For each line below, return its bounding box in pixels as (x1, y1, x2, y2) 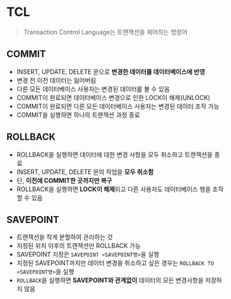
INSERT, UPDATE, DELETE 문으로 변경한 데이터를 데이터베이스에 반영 (16, 67, 205, 76)
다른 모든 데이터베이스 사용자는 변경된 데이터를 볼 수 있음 (16, 84, 170, 93)
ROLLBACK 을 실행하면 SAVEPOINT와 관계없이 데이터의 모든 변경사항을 (16, 276, 204, 284)
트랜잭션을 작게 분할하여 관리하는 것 (16, 233, 113, 242)
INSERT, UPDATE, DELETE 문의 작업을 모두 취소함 (16, 167, 154, 176)
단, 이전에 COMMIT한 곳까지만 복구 (16, 176, 112, 184)
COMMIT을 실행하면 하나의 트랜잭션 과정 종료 (16, 110, 140, 119)
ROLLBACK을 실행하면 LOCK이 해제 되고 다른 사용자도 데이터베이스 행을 (16, 184, 212, 193)
